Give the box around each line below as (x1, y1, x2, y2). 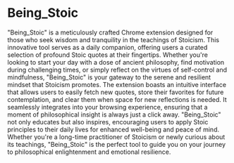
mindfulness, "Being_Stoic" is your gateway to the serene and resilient (7, 72, 211, 81)
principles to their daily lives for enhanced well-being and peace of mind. (7, 125, 220, 133)
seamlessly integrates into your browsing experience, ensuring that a (7, 103, 208, 111)
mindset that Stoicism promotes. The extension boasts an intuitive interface (7, 80, 227, 89)
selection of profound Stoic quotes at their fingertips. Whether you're (7, 51, 208, 59)
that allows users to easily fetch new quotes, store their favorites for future (7, 88, 224, 96)
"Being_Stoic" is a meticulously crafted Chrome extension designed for (7, 28, 214, 37)
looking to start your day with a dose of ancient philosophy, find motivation (7, 58, 225, 66)
